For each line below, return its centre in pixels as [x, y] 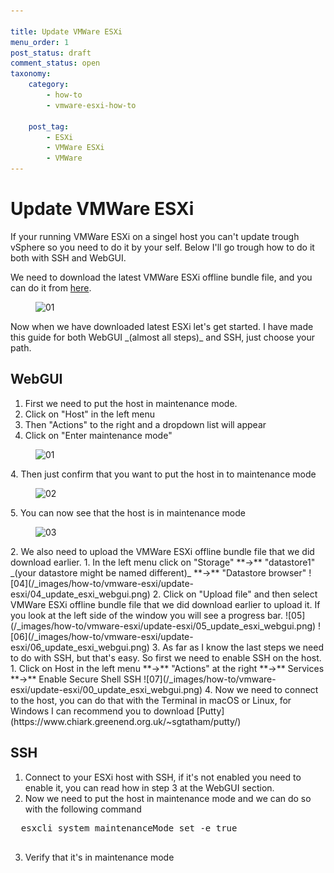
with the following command [83, 809]
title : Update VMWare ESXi [66, 31]
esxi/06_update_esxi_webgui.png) [80, 647]
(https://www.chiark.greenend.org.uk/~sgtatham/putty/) [126, 721]
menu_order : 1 [40, 42]
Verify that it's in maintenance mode [99, 857]
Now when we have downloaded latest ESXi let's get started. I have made [162, 326]
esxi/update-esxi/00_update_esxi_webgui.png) [106, 689]
